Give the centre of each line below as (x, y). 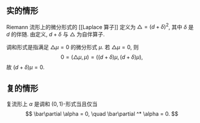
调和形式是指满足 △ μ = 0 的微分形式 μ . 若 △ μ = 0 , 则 (73, 47)
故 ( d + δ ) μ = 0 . (25, 67)
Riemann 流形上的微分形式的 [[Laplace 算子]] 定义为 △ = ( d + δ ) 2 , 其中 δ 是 (100, 26)
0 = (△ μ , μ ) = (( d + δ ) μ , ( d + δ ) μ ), (102, 57)
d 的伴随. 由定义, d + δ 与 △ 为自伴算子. (55, 35)
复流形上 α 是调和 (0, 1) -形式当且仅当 (52, 104)
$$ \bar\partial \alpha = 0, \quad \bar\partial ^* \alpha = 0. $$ (102, 114)
